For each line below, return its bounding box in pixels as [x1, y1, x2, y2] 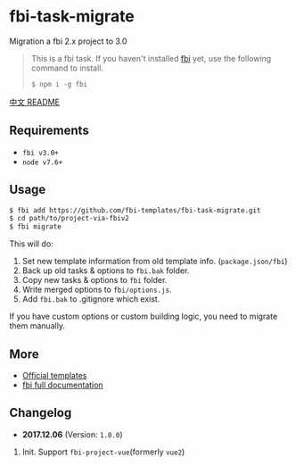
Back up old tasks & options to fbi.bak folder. [21, 265, 190, 276]
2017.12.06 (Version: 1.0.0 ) [21, 429, 123, 439]
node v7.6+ [21, 158, 63, 167]
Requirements [9, 123, 89, 138]
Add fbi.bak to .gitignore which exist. [21, 294, 160, 304]
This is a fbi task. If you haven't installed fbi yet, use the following [30, 53, 272, 63]
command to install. [30, 62, 104, 73]
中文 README [9, 96, 61, 107]
